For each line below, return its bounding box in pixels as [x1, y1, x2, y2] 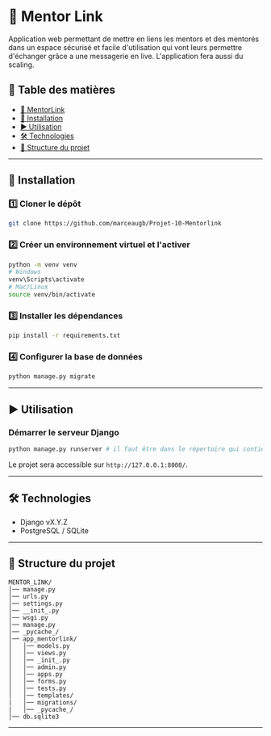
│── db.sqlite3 [8, 713, 60, 721]
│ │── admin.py [8, 662, 67, 671]
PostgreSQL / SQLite [19, 525, 89, 536]
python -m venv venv [8, 260, 78, 269]
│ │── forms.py [8, 677, 67, 685]
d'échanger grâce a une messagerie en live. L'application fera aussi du [8, 51, 244, 61]
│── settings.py [8, 599, 63, 608]
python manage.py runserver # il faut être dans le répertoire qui [8, 445, 240, 453]
